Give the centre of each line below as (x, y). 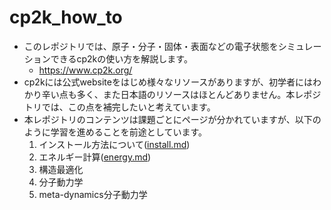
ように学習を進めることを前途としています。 (115, 132)
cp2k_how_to (66, 17)
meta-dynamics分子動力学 (93, 194)
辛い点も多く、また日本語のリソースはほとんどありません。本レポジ (181, 94)
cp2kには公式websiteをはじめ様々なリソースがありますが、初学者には (168, 82)
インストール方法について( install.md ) (114, 144)
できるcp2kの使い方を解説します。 (121, 58)
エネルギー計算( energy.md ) (95, 157)
